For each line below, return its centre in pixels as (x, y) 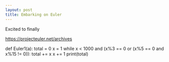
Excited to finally (22, 29)
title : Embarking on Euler (34, 15)
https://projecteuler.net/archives (39, 39)
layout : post (19, 10)
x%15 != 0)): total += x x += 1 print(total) (47, 54)
